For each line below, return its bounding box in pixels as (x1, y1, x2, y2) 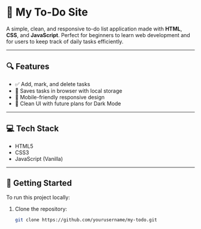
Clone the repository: (14, 206, 68, 213)
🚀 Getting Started (6, 178, 72, 188)
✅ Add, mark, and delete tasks (14, 80, 91, 87)
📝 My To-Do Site (6, 5, 89, 19)
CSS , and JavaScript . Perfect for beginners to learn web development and (6, 31, 190, 38)
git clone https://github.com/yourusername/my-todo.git (14, 217, 157, 223)
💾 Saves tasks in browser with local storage (14, 87, 123, 94)
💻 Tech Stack (6, 124, 59, 134)
